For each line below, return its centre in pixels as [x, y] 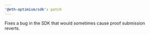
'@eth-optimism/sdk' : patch [33, 9]
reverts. [12, 28]
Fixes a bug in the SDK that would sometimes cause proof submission [75, 23]
